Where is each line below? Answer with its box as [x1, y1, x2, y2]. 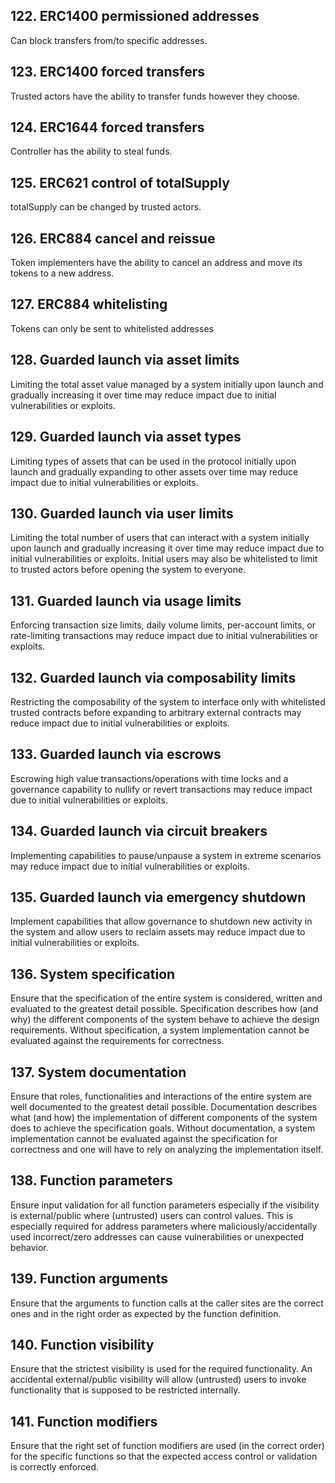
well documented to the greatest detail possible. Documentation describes [10, 1101, 317, 1113]
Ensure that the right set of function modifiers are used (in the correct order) [10, 1440, 325, 1452]
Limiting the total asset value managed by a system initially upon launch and [10, 378, 324, 390]
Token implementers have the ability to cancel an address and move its [10, 257, 303, 269]
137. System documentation [10, 1064, 187, 1081]
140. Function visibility [10, 1337, 155, 1354]
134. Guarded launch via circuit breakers [10, 823, 268, 840]
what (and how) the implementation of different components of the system [10, 1112, 318, 1123]
